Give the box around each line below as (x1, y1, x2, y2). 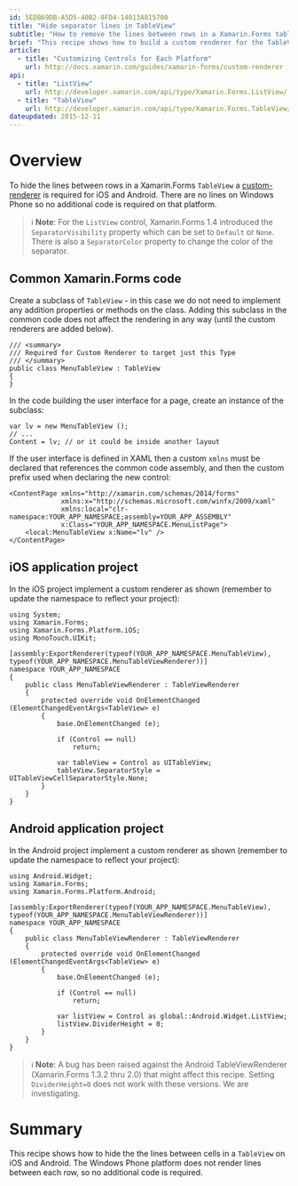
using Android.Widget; (9, 871, 93, 881)
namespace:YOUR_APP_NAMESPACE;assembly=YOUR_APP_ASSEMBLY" (9, 512, 232, 521)
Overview (9, 150, 82, 171)
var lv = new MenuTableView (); (9, 422, 129, 431)
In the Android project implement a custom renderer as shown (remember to (9, 844, 288, 855)
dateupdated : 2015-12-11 (9, 112, 101, 121)
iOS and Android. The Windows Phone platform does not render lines (9, 1158, 262, 1168)
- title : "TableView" (17, 95, 98, 105)
